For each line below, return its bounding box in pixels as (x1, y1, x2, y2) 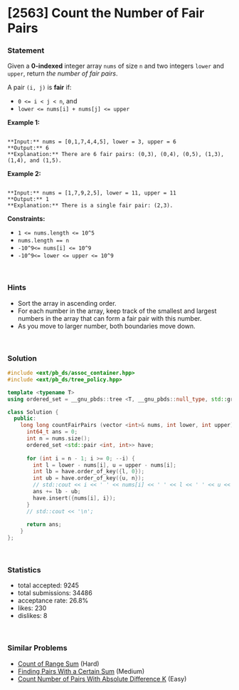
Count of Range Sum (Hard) (17, 659, 100, 668)
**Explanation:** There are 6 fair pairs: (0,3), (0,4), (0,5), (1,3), (7, 151, 224, 158)
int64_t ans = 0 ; (26, 428, 78, 436)
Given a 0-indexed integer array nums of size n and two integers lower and (7, 62, 224, 71)
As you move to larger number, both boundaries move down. (17, 321, 196, 330)
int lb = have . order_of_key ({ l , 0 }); (33, 468, 144, 475)
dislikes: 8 (17, 612, 48, 620)
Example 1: (7, 118, 41, 127)
